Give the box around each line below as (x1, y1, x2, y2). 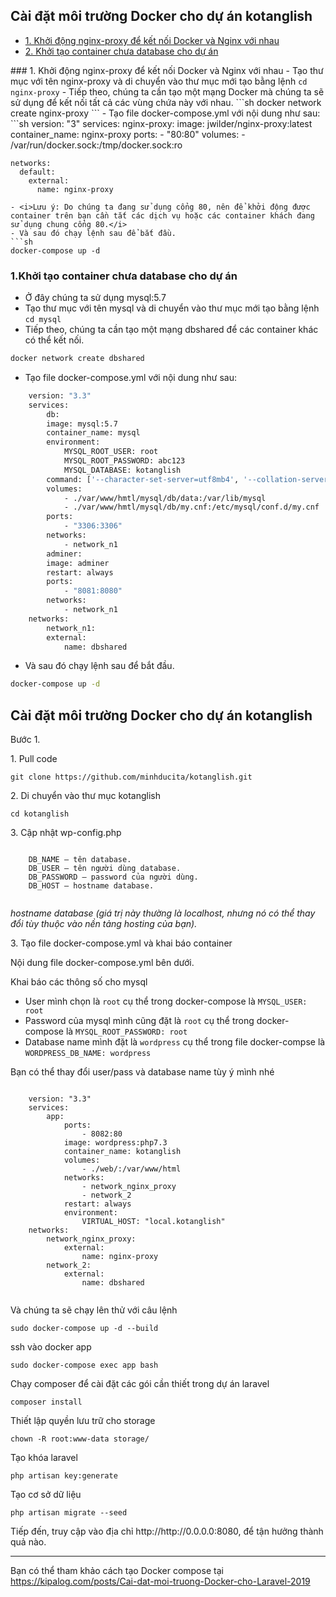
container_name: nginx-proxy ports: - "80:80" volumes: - (10, 128, 246, 140)
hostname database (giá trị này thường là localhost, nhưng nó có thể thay (10, 907, 316, 919)
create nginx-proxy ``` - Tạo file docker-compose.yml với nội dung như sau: (10, 107, 321, 119)
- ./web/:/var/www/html (81, 1164, 182, 1174)
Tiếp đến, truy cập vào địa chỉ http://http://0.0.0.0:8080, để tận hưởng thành (10, 1525, 324, 1538)
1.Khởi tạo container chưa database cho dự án (10, 269, 238, 283)
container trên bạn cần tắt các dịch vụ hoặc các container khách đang (10, 210, 315, 221)
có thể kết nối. (24, 334, 85, 346)
